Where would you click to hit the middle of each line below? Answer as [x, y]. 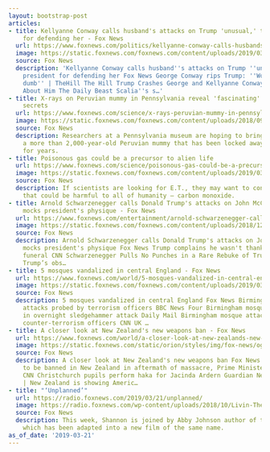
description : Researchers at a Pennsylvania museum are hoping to [129, 135]
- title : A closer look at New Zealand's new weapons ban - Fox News [127, 330]
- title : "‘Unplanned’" [48, 390]
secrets [35, 106]
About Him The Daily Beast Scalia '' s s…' [93, 91]
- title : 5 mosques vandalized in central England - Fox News [115, 271]
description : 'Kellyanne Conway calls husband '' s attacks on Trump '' [136, 68]
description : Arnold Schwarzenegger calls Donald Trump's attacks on [134, 241]
